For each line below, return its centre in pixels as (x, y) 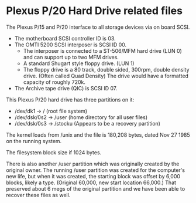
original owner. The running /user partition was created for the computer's (96, 170)
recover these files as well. (38, 195)
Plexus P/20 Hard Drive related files (94, 11)
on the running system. (34, 141)
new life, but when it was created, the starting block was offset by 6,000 (93, 176)
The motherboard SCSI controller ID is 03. (65, 38)
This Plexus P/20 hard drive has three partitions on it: (70, 99)
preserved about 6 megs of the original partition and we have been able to (96, 188)
